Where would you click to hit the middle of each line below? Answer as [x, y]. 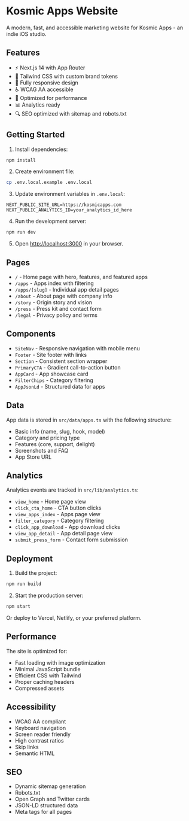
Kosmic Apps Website [62, 11]
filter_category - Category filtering [59, 521]
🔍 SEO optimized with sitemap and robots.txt [71, 113]
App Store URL [33, 457]
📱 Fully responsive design [47, 83]
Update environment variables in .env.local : [70, 194]
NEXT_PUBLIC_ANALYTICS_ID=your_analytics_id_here [69, 210]
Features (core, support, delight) [55, 444]
